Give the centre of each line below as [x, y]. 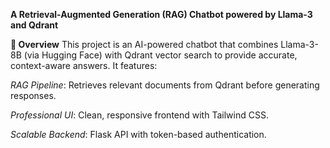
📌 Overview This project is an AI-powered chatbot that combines [144, 44]
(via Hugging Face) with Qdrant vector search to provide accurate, [160, 55]
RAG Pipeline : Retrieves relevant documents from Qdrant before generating [165, 85]
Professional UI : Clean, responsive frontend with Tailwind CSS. [139, 115]
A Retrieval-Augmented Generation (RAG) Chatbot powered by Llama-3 [161, 14]
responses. [33, 95]
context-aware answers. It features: [84, 65]
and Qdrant [34, 25]
